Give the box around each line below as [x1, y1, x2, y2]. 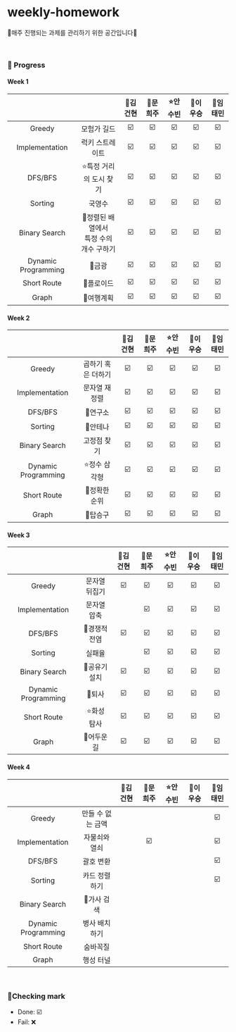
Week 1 [7, 77, 29, 86]
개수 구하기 [81, 244, 116, 254]
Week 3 [7, 530, 30, 539]
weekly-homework [7, 4, 119, 20]
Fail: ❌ [17, 1017, 37, 1026]
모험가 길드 [81, 124, 116, 134]
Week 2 [7, 313, 30, 322]
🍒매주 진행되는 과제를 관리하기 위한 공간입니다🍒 [7, 28, 138, 37]
